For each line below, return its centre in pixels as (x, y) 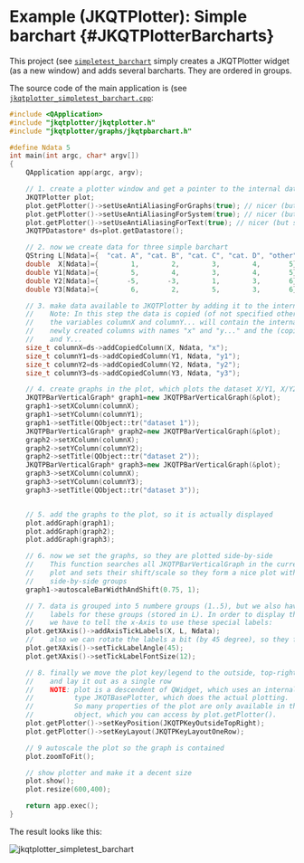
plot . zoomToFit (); (60, 756)
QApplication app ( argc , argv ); (85, 173)
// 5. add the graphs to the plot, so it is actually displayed (149, 514)
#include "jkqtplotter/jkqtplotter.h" (82, 123)
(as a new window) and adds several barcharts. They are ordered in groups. (151, 71)
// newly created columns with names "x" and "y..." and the (149, 331)
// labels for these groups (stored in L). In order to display (155, 614)
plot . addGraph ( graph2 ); (71, 531)
